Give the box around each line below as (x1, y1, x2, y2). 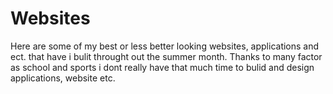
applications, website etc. (10, 72, 116, 84)
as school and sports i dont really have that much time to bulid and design (10, 61, 315, 73)
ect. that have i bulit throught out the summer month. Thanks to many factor (10, 50, 323, 62)
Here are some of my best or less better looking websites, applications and (10, 40, 320, 52)
